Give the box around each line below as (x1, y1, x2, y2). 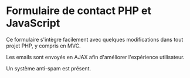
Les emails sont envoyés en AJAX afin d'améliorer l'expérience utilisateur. (6, 53, 185, 60)
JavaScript (6, 16, 60, 30)
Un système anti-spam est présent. (6, 65, 91, 72)
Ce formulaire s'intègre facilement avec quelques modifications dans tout (6, 36, 184, 43)
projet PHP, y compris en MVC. (6, 42, 81, 49)
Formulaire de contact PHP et (6, 4, 151, 18)
